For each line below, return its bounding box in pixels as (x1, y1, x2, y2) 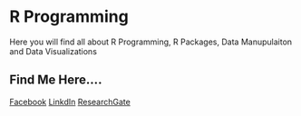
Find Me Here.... (9, 72, 102, 88)
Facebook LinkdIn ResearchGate (9, 96, 131, 107)
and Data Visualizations (9, 45, 98, 56)
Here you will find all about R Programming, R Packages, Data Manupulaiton (9, 36, 293, 47)
